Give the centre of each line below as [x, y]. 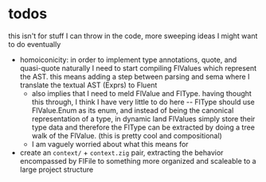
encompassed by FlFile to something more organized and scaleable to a [138, 161]
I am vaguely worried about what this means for [110, 144]
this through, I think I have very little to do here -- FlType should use [143, 102]
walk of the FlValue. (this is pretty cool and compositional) [127, 135]
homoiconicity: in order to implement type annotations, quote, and [128, 60]
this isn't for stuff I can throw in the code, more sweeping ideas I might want [133, 36]
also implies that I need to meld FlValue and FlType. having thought [142, 93]
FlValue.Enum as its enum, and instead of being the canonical [133, 110]
